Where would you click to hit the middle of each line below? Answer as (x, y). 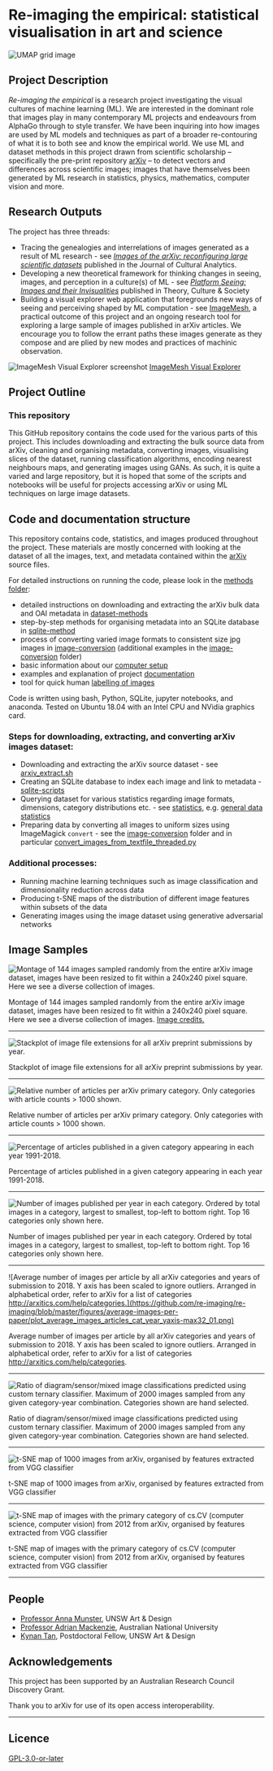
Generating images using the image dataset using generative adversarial (142, 916)
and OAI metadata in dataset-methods (84, 614)
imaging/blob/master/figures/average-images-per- (93, 1312)
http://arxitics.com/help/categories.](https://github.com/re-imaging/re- (127, 1303)
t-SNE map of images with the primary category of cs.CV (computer (122, 1549)
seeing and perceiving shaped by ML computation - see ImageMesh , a (139, 307)
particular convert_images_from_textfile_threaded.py (108, 842)
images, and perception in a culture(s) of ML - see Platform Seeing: (133, 281)
